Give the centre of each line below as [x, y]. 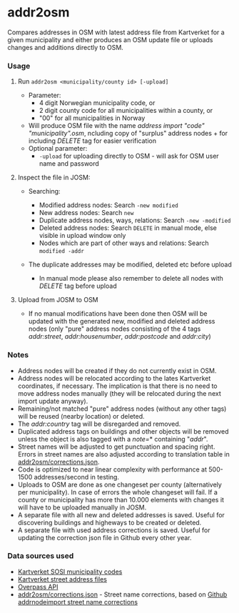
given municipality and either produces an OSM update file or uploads [110, 39]
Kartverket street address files [62, 579]
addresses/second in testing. [77, 477]
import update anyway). [53, 401]
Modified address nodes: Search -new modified [108, 205]
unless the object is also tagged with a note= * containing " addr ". [113, 439]
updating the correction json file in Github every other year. [105, 537]
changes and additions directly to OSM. [65, 47]
